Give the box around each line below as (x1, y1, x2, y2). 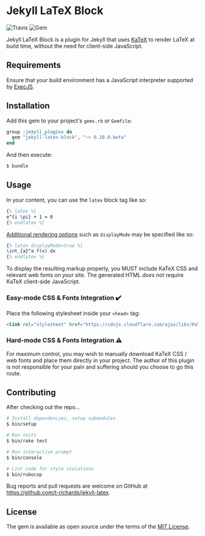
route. (6, 369, 21, 377)
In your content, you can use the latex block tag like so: (6, 196, 147, 203)
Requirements (6, 60, 61, 70)
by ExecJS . (6, 83, 35, 90)
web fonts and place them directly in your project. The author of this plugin (6, 357, 195, 364)
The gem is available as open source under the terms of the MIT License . (6, 523, 190, 530)
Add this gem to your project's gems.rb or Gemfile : (6, 117, 132, 124)
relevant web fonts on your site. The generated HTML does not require (6, 271, 184, 279)
